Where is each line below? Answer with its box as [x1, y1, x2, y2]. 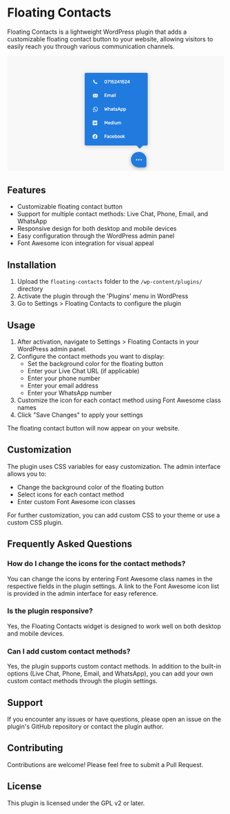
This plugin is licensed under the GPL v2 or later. [7, 799, 145, 807]
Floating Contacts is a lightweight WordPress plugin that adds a [7, 28, 187, 36]
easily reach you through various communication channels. [7, 42, 175, 50]
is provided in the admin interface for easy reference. [7, 589, 158, 597]
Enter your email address [27, 382, 98, 390]
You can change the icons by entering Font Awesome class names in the [7, 574, 213, 583]
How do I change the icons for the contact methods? [7, 559, 186, 569]
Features [7, 184, 46, 196]
